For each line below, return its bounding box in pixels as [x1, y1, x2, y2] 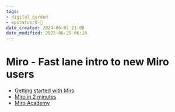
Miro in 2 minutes [14, 93, 57, 100]
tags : [6, 8, 19, 15]
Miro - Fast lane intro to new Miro [6, 55, 169, 69]
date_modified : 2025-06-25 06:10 [6, 30, 87, 36]
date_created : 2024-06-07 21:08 [6, 24, 85, 31]
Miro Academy [14, 100, 50, 107]
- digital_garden [6, 14, 48, 20]
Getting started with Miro [14, 87, 75, 94]
